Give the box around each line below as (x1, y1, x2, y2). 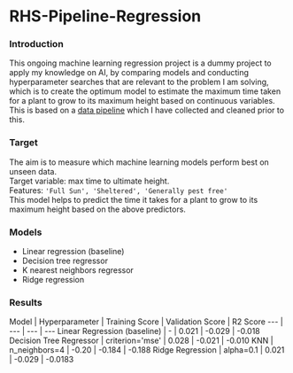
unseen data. (9, 166, 58, 176)
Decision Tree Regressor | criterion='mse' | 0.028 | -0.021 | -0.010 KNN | (9, 335, 274, 346)
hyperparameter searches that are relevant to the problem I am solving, (9, 77, 269, 88)
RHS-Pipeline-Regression (9, 6, 202, 27)
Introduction (9, 38, 64, 51)
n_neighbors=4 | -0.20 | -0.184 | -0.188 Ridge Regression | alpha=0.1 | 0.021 (9, 345, 285, 355)
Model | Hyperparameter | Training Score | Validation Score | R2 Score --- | (9, 316, 283, 327)
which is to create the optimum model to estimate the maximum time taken (9, 86, 281, 97)
